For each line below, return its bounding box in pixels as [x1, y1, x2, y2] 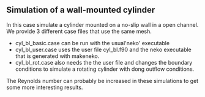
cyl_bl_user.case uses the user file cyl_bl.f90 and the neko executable [15, 46, 192, 53]
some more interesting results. [6, 84, 83, 91]
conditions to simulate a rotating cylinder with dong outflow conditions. [15, 65, 195, 73]
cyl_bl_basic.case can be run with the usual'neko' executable [15, 39, 170, 46]
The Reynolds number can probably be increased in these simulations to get [6, 77, 199, 84]
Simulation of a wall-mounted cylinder [6, 5, 155, 15]
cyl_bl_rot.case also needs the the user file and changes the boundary [15, 59, 193, 66]
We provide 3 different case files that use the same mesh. [6, 27, 152, 35]
